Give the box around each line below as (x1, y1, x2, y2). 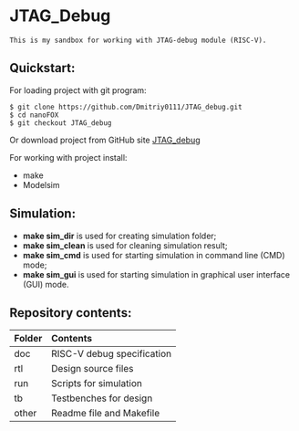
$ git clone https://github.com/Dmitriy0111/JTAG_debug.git (9, 102, 243, 111)
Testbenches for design (51, 392, 153, 405)
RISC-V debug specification (51, 348, 171, 361)
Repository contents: (9, 305, 132, 321)
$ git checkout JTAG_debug (9, 118, 112, 128)
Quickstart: (9, 60, 76, 76)
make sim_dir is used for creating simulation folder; (22, 230, 217, 241)
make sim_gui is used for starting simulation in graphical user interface (22, 268, 290, 279)
